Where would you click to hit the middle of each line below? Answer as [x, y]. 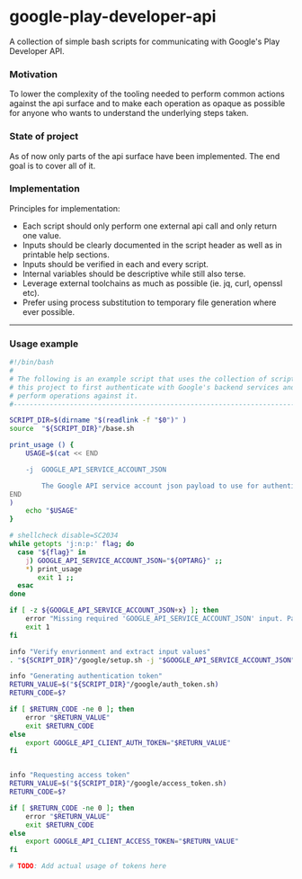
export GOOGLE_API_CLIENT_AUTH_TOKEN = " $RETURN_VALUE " [128, 743]
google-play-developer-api [113, 17]
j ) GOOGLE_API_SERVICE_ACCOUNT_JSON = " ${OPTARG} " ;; [124, 561]
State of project [44, 137]
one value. [42, 235]
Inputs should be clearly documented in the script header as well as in [152, 245]
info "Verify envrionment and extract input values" [110, 651]
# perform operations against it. [74, 396]
